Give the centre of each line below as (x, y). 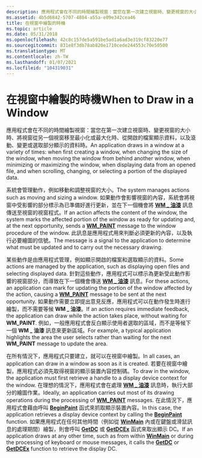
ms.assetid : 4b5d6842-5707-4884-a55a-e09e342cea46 (71, 17)
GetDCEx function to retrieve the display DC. (62, 449)
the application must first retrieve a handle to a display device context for (97, 378)
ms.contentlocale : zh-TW (37, 57)
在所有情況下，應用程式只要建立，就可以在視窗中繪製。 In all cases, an (93, 356)
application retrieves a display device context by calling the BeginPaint (94, 415)
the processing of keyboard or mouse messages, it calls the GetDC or (93, 442)
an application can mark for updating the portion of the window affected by (99, 288)
